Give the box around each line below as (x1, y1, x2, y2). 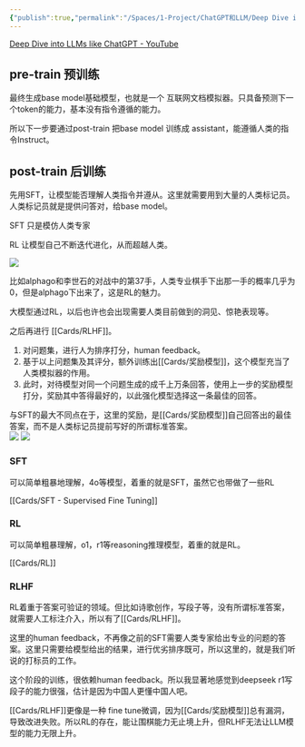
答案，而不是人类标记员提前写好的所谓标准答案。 (9, 421, 192, 432)
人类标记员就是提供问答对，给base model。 (9, 201, 172, 211)
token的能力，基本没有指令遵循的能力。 (16, 103, 166, 114)
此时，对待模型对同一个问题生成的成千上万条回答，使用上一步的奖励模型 (22, 378, 293, 390)
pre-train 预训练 (9, 67, 100, 83)
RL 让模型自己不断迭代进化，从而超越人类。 (9, 240, 172, 251)
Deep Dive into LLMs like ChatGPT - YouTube (9, 38, 179, 49)
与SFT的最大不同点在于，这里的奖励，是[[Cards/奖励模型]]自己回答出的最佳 (9, 409, 292, 420)
